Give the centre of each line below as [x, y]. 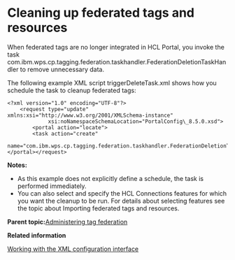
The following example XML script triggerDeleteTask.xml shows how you [112, 82]
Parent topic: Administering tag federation [67, 222]
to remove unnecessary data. [62, 69]
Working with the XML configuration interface [73, 249]
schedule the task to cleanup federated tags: [72, 90]
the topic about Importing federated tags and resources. [98, 208]
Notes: [17, 165]
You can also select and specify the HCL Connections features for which [122, 193]
